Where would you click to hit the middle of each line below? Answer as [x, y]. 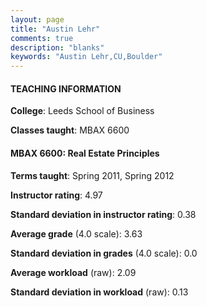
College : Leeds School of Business [82, 111]
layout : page [37, 19]
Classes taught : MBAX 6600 [70, 130]
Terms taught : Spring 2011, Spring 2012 [92, 175]
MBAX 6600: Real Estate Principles [85, 153]
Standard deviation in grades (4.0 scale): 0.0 [104, 253]
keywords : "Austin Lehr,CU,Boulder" [86, 57]
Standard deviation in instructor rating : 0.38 [103, 214]
